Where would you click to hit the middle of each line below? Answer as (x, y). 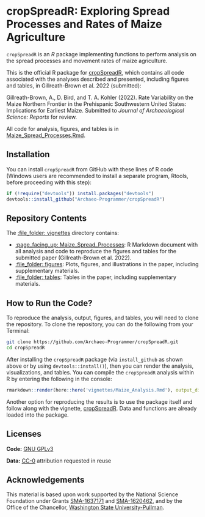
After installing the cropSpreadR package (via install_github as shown (95, 359)
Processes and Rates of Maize (85, 24)
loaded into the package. (38, 415)
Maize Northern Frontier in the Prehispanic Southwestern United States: (96, 104)
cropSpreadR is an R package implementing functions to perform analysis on (102, 54)
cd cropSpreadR (26, 348)
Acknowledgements (45, 479)
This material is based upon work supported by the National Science (92, 494)
